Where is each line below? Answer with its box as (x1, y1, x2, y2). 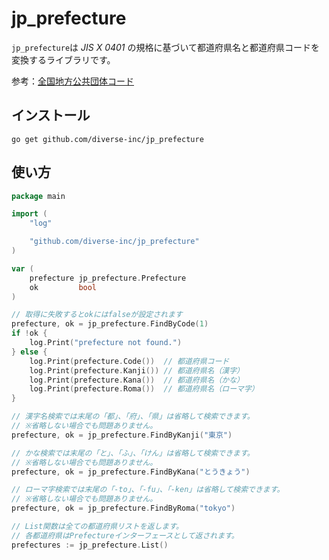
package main (11, 191, 66, 201)
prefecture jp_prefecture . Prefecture (29, 273, 187, 283)
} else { (11, 347, 48, 357)
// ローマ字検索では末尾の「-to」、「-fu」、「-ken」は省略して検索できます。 (11, 485, 285, 495)
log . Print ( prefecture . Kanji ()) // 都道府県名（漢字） (29, 365, 244, 376)
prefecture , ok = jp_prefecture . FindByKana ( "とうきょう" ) (11, 467, 251, 477)
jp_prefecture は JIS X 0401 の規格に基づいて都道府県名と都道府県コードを (11, 41, 321, 53)
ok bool (29, 282, 98, 292)
